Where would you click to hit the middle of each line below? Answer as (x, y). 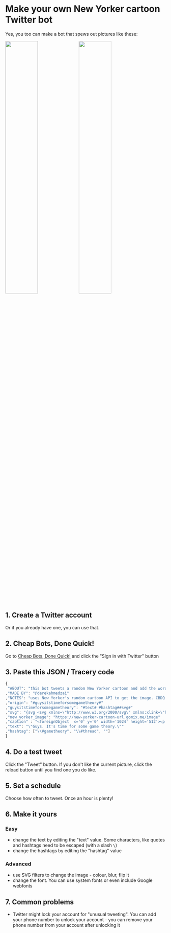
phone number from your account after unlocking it (66, 925)
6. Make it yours (31, 814)
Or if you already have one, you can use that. (52, 627)
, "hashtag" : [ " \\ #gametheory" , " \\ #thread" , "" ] (58, 732)
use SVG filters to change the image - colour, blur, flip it (71, 875)
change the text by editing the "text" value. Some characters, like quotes (89, 840)
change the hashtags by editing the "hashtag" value (67, 851)
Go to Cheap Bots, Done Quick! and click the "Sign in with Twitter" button (82, 656)
